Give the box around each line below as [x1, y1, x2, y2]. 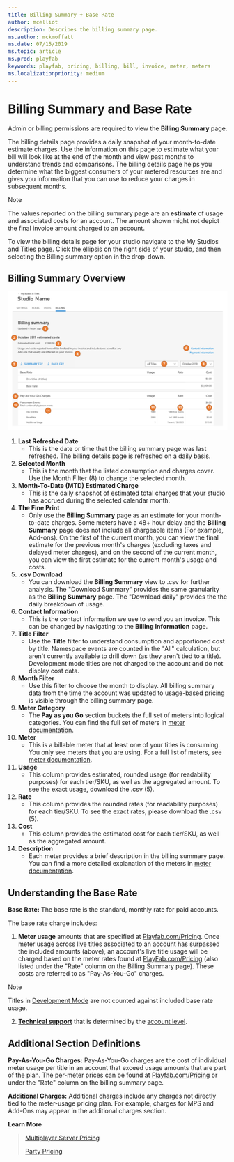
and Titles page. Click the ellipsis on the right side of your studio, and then [8, 245, 221, 253]
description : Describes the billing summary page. [8, 26, 158, 33]
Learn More [8, 1119, 42, 1129]
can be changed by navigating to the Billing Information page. [28, 622, 208, 631]
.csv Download [17, 570, 63, 579]
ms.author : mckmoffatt [8, 33, 74, 40]
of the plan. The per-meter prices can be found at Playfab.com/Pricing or [8, 1071, 218, 1079]
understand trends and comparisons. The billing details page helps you [8, 160, 212, 168]
